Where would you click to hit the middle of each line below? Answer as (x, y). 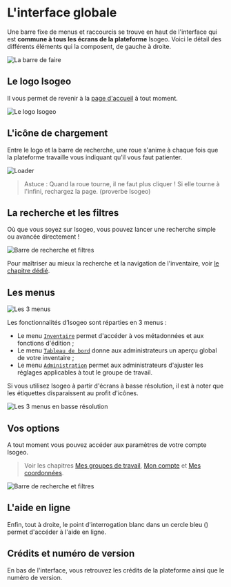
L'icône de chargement (58, 133)
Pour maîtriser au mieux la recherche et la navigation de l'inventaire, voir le (113, 263)
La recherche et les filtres (63, 213)
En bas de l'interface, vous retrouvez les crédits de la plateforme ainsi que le (116, 570)
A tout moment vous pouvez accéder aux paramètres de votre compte (107, 445)
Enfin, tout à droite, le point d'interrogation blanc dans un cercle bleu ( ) (108, 524)
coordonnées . (44, 473)
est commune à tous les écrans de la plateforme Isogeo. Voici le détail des (114, 39)
